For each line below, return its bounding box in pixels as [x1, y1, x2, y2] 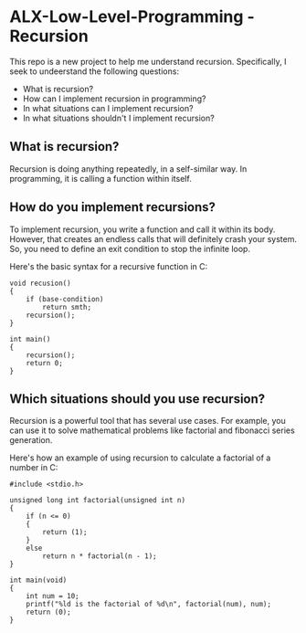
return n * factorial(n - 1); [42, 552, 157, 561]
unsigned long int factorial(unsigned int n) [9, 496, 185, 505]
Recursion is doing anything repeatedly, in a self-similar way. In [9, 163, 248, 174]
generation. [9, 435, 53, 446]
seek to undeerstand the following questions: [9, 66, 180, 77]
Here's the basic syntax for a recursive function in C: [9, 260, 208, 271]
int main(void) [9, 575, 68, 586]
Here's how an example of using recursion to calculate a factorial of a [9, 452, 271, 463]
